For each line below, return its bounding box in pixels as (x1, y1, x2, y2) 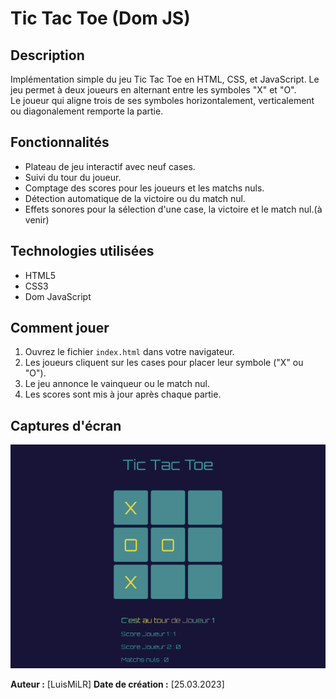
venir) (24, 213, 50, 226)
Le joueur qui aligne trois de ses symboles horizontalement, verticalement (10, 95, 315, 106)
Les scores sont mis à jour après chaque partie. (24, 388, 222, 401)
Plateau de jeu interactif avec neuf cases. (24, 160, 196, 172)
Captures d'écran (10, 417, 122, 434)
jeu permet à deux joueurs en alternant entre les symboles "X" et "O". (10, 84, 297, 96)
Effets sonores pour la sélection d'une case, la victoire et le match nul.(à (24, 203, 323, 215)
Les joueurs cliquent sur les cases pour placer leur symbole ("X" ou (24, 357, 304, 369)
